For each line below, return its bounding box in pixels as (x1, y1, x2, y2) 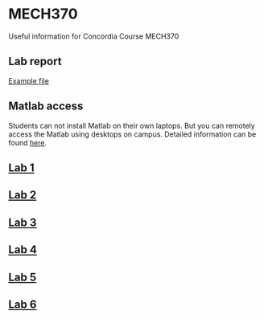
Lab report (8, 55, 62, 68)
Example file (8, 76, 50, 85)
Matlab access (8, 100, 84, 113)
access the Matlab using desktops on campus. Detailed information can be (8, 129, 257, 139)
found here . (8, 137, 47, 147)
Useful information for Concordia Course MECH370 (8, 31, 179, 41)
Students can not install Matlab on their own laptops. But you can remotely (8, 121, 255, 130)
